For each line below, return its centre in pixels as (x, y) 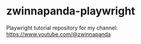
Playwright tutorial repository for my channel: (62, 28)
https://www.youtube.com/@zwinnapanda (58, 34)
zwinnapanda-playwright (71, 11)
